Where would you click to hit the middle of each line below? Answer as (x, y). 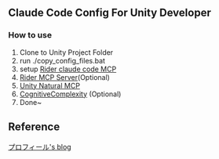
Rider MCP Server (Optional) (64, 77)
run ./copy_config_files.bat (62, 60)
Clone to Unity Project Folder (66, 52)
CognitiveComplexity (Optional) (70, 94)
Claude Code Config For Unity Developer (110, 13)
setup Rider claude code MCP (68, 69)
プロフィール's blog (40, 146)
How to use (30, 35)
